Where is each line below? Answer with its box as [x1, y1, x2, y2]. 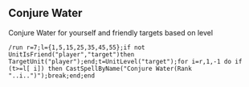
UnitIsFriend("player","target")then [8, 50, 135, 59]
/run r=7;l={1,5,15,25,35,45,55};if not [8, 43, 146, 52]
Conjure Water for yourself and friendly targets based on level [8, 27, 214, 37]
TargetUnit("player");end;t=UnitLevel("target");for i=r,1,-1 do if [8, 57, 243, 65]
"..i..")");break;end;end [8, 72, 95, 80]
